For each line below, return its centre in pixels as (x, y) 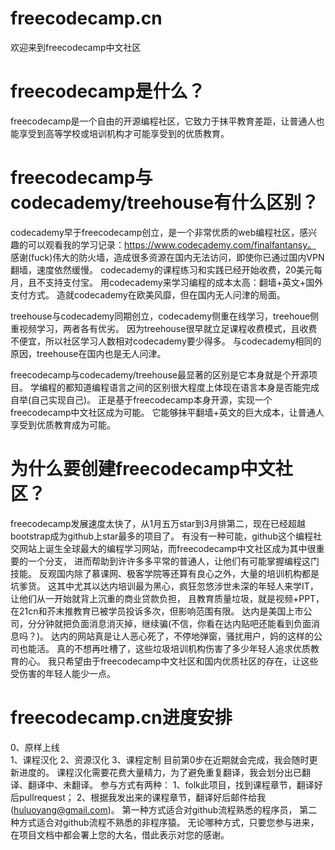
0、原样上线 (35, 747)
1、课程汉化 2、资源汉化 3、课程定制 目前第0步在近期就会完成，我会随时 (160, 759)
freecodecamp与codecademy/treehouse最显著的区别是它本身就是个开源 (159, 374)
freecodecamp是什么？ (108, 91)
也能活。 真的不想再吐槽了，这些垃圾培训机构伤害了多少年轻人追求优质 (164, 648)
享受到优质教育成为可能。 (63, 424)
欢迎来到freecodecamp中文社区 (76, 47)
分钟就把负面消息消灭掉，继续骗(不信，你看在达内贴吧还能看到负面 (174, 623)
